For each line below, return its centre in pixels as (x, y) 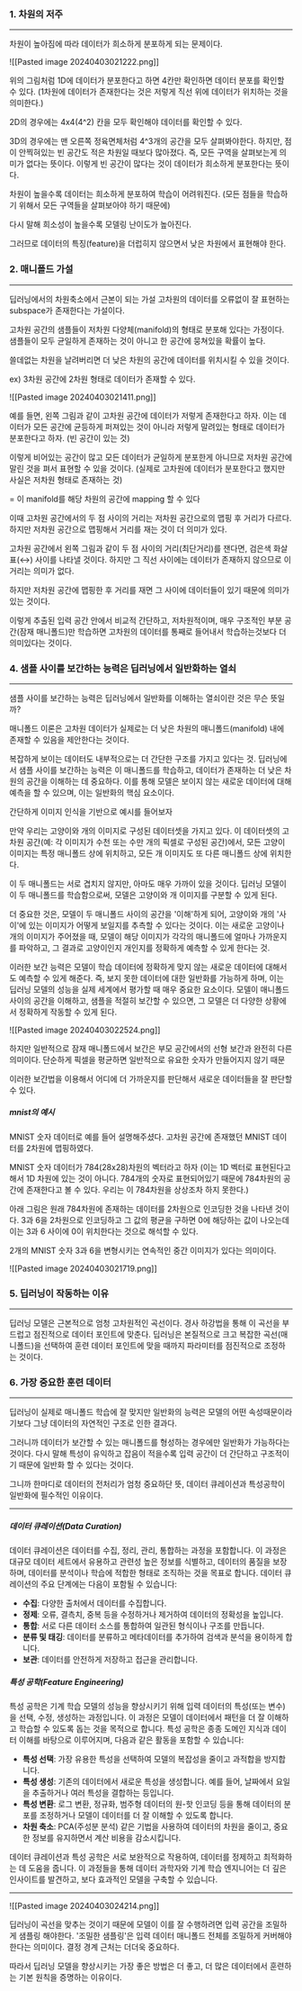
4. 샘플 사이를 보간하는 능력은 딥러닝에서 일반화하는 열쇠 (123, 668)
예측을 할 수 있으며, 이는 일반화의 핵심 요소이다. (92, 792)
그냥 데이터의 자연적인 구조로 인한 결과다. (105, 1423)
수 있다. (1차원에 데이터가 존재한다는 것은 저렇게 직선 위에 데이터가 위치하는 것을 (149, 92)
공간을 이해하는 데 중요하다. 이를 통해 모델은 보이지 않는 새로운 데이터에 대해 (159, 781)
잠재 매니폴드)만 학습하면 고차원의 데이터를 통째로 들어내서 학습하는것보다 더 (153, 631)
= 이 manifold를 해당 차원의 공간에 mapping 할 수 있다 (105, 499)
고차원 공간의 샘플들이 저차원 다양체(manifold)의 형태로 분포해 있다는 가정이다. (147, 329)
